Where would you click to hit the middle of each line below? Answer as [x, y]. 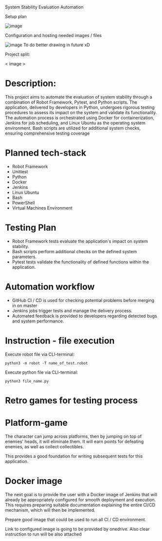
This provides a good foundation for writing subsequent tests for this [74, 456]
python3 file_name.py [27, 381]
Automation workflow [50, 287]
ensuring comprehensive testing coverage [47, 133]
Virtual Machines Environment [42, 208]
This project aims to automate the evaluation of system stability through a [79, 97]
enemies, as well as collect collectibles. [45, 446]
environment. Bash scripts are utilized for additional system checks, [73, 128]
